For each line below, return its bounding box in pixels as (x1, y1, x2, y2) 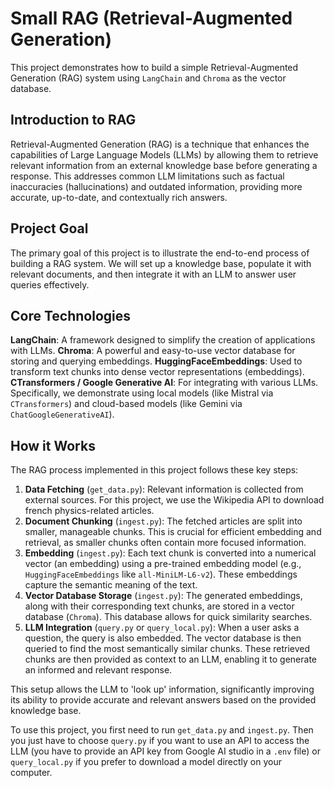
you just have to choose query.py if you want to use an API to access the (10, 735, 310, 747)
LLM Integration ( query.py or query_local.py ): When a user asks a (24, 622, 300, 634)
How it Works (10, 437, 96, 454)
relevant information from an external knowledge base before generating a (10, 159, 318, 171)
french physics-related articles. (24, 505, 155, 517)
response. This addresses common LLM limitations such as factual (10, 170, 285, 182)
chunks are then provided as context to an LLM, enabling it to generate (24, 653, 318, 666)
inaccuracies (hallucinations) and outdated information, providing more (10, 180, 303, 192)
